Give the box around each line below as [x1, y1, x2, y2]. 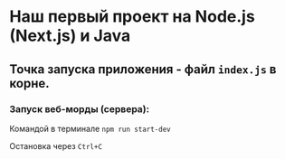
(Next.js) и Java [9, 25, 131, 46]
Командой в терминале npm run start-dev [9, 123, 171, 134]
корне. [9, 75, 50, 91]
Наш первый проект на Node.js [9, 6, 255, 27]
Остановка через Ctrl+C [9, 140, 102, 151]
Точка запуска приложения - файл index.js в [9, 61, 277, 77]
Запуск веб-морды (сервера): [9, 102, 150, 115]
